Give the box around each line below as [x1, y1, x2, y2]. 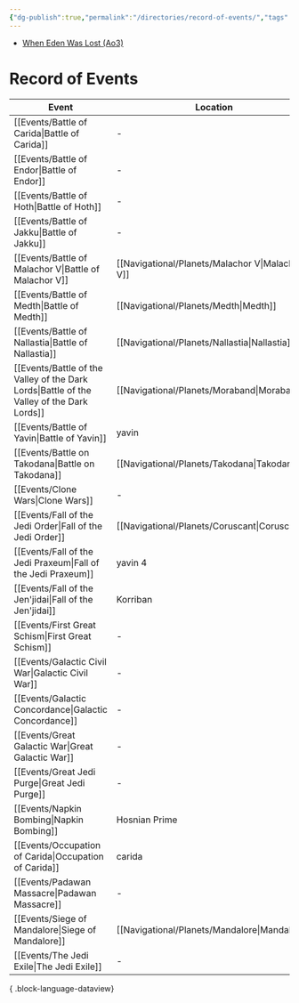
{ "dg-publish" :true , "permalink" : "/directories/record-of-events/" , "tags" [9, 12, 289, 22]
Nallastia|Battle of [13, 336, 88, 348]
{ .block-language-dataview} [9, 983, 115, 993]
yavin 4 [116, 556, 148, 569]
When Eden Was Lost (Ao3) [21, 37, 125, 48]
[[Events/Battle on [13, 446, 90, 458]
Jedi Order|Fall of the [13, 520, 103, 532]
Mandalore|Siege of [13, 923, 96, 935]
